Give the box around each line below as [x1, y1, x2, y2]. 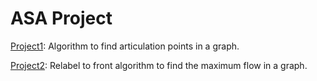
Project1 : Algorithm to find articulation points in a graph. [10, 40, 240, 52]
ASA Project [10, 7, 113, 30]
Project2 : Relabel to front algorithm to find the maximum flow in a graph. [10, 59, 308, 71]
